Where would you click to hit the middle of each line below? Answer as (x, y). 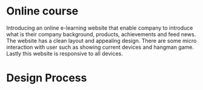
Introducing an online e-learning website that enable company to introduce (100, 28)
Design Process (47, 78)
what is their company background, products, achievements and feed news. (101, 34)
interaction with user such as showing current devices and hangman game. (100, 47)
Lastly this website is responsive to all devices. (65, 53)
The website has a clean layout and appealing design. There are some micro (101, 40)
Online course (42, 11)
